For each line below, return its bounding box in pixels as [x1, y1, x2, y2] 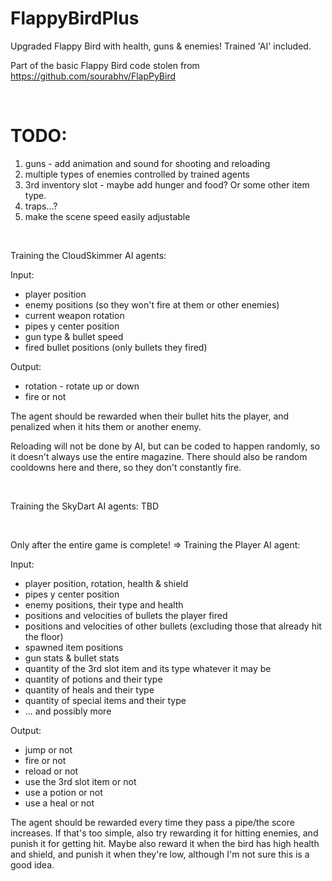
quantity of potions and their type [24, 673, 163, 685]
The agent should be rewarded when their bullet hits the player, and [10, 410, 290, 422]
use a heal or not [24, 797, 95, 809]
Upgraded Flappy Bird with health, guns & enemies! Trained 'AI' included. [10, 40, 312, 52]
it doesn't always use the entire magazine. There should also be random [10, 450, 308, 462]
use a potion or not [24, 786, 103, 798]
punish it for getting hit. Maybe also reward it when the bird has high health [10, 837, 320, 849]
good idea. [10, 858, 55, 871]
